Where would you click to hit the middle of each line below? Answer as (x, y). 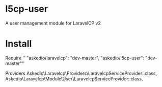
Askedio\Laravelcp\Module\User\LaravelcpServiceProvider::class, (74, 79)
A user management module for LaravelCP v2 (53, 23)
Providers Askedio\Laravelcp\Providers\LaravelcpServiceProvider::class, (81, 73)
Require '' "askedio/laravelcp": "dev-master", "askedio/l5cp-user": (75, 58)
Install (19, 44)
